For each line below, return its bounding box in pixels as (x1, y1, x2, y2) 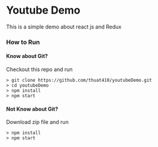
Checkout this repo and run (6, 66, 73, 73)
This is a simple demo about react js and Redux (6, 23, 122, 30)
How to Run (6, 38, 40, 46)
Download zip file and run (6, 119, 69, 126)
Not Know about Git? (6, 105, 59, 113)
